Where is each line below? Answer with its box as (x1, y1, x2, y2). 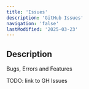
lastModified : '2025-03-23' (6, 26, 79, 33)
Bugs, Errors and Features (6, 65, 72, 72)
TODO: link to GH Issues (6, 77, 68, 85)
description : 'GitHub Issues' (6, 15, 84, 21)
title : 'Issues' (6, 9, 48, 15)
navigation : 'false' (6, 20, 60, 26)
